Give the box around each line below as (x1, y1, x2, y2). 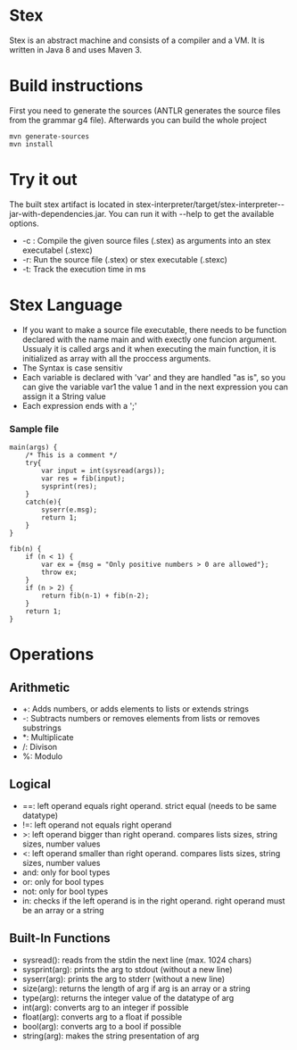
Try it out (9, 170, 78, 190)
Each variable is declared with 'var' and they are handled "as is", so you (21, 371, 286, 382)
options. (9, 218, 40, 229)
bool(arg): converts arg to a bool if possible (21, 1021, 182, 1031)
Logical (9, 777, 52, 792)
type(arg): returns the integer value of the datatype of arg (21, 992, 235, 1003)
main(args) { (9, 443, 58, 452)
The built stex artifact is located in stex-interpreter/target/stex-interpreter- (9, 198, 281, 210)
